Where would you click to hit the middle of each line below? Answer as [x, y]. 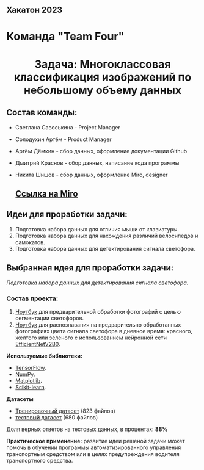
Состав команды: [42, 113]
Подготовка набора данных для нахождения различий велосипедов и [107, 236]
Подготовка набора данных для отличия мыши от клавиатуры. [97, 229]
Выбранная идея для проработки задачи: [90, 268]
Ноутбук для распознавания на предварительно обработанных [98, 324]
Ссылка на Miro [46, 194]
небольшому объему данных [103, 90]
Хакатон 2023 [35, 10]
